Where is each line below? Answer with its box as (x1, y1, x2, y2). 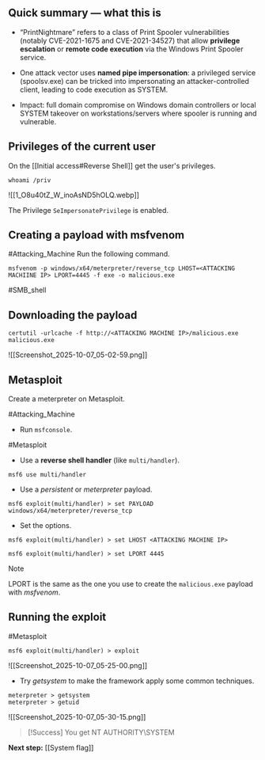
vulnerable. (19, 116, 57, 126)
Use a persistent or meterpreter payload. (19, 484, 153, 494)
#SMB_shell (8, 285, 47, 295)
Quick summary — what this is (8, 6, 161, 20)
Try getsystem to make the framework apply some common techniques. (19, 676, 255, 686)
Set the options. (19, 521, 72, 530)
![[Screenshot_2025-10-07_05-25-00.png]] (8, 660, 148, 670)
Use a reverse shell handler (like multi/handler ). (19, 455, 180, 465)
